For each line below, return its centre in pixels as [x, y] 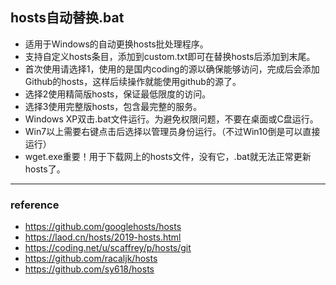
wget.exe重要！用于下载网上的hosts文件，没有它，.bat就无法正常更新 [168, 156]
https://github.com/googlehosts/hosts [103, 227]
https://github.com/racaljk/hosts [91, 259]
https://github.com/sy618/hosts [89, 269]
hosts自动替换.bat [67, 18]
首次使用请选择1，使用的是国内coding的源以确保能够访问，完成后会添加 [172, 69]
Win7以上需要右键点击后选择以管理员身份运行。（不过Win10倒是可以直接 [172, 131]
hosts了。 [45, 169]
